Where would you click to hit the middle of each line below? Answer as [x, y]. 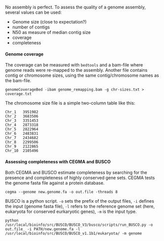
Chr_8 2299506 [22, 142]
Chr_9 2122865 [22, 147]
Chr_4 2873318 [22, 125]
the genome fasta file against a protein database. [55, 183]
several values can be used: [33, 12]
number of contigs [31, 27]
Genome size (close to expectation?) [49, 22]
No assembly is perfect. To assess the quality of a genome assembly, [76, 7]
